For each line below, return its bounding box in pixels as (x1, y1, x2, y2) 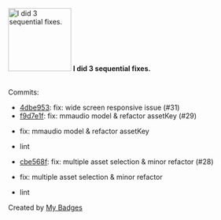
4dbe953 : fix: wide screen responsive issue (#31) (19, 103, 180, 112)
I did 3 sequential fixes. (72, 64, 151, 73)
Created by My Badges (8, 203, 83, 212)
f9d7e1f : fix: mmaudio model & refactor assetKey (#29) (19, 111, 197, 121)
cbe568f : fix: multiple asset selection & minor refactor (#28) (19, 157, 214, 166)
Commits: (8, 88, 39, 97)
